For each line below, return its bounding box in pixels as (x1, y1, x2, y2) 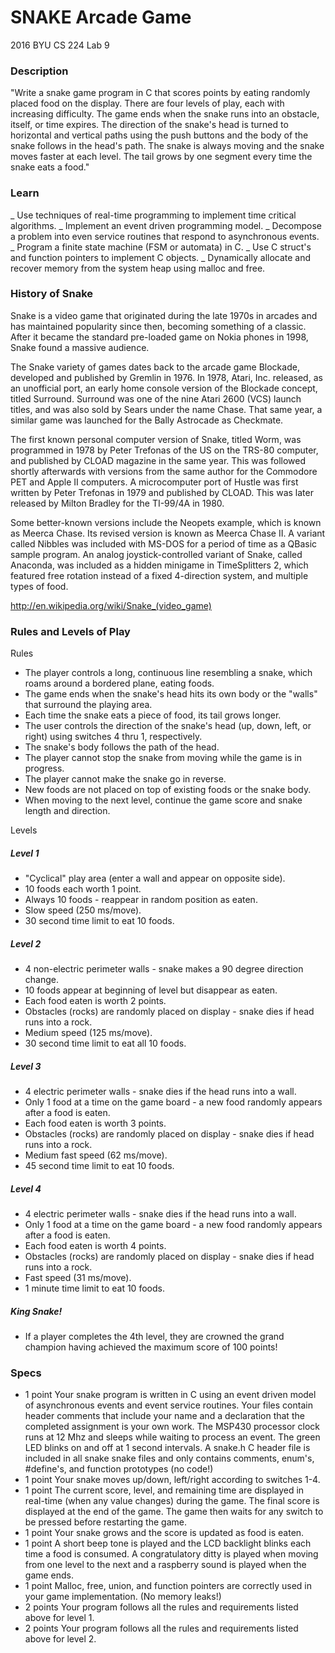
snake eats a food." (10, 161, 90, 173)
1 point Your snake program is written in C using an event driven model (24, 1389, 317, 1401)
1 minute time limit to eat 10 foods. (24, 1282, 165, 1294)
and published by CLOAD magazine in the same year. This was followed (10, 454, 307, 466)
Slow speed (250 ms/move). (24, 904, 142, 916)
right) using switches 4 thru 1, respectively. (24, 731, 203, 743)
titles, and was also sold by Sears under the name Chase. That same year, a (10, 403, 323, 415)
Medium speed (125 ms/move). (24, 1027, 153, 1039)
